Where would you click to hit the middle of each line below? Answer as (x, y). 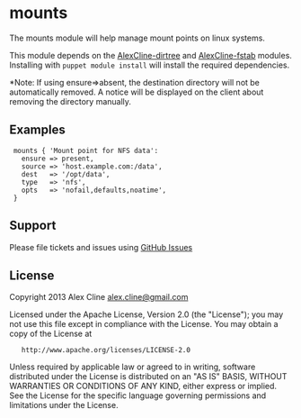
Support (33, 226)
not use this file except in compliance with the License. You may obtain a (144, 324)
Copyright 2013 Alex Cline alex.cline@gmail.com (99, 297)
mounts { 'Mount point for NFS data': (86, 150)
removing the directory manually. (71, 101)
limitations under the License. (64, 405)
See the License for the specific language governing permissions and (138, 395)
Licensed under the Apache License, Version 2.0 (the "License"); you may (146, 314)
